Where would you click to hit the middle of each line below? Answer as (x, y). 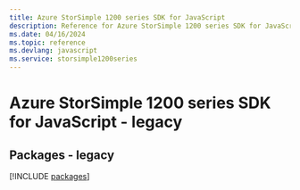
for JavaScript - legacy (96, 122)
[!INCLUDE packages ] (50, 176)
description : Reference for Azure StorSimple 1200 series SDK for (135, 26)
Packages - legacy (62, 155)
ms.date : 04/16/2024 (48, 34)
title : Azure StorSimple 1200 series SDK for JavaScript (117, 17)
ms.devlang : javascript (54, 51)
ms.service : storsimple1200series (74, 59)
